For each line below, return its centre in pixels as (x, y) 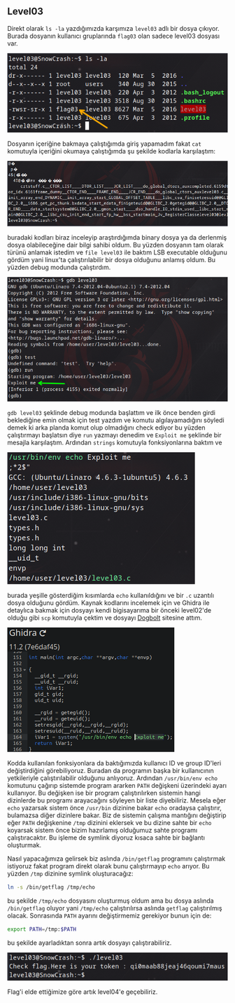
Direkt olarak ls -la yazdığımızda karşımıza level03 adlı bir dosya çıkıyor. (113, 28)
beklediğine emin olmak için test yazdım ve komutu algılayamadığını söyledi (116, 421)
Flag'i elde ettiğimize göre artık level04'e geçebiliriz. (83, 992)
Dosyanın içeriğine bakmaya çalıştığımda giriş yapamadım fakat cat (104, 144)
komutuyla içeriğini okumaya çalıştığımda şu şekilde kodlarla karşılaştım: (111, 151)
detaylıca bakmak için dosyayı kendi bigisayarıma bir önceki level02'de (109, 610)
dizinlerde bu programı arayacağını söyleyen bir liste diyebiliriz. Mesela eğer (117, 800)
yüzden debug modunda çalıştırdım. (59, 267)
